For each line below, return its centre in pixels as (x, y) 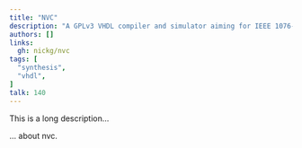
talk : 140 (28, 92)
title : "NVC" (34, 17)
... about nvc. (34, 135)
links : (22, 43)
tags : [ (24, 59)
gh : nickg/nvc (44, 51)
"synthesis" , (42, 68)
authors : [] (31, 34)
